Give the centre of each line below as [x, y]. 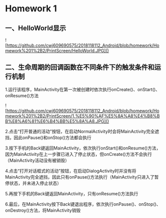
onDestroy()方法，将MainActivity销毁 [43, 210]
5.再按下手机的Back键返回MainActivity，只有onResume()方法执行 [72, 193]
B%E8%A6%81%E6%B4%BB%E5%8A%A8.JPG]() [57, 121]
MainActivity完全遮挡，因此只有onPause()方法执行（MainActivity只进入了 [80, 177]
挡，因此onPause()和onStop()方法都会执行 [48, 137]
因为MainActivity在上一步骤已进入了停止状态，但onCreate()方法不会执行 [79, 154]
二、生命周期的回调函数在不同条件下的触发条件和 [80, 67]
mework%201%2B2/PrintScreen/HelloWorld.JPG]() [57, 51]
